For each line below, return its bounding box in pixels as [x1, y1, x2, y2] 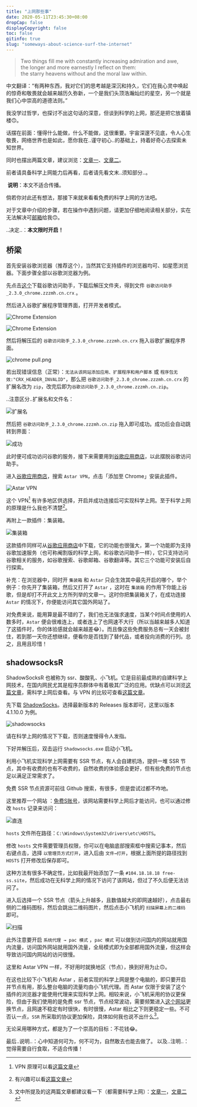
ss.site [6, 878, 25, 883]
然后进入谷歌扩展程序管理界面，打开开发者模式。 [6, 301, 124, 309]
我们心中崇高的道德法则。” [6, 96, 68, 104]
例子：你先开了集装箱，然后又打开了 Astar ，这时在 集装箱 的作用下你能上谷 [6, 583, 188, 591]
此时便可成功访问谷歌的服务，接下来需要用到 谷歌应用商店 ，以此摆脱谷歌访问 [6, 452, 191, 459]
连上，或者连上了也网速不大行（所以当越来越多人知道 [61, 618, 191, 625]
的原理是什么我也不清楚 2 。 [6, 504, 71, 511]
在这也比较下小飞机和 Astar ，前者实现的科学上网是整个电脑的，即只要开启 [6, 976, 186, 983]
